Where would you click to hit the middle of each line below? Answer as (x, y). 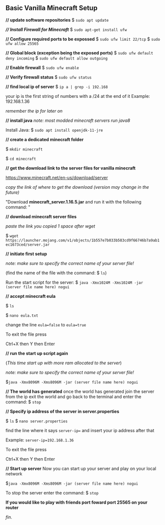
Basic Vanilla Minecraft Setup (52, 8)
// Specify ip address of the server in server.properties (62, 411)
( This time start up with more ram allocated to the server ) (64, 363)
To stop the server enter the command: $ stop (52, 493)
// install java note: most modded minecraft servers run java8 (68, 120)
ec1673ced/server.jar (28, 245)
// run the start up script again (37, 353)
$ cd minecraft (21, 158)
